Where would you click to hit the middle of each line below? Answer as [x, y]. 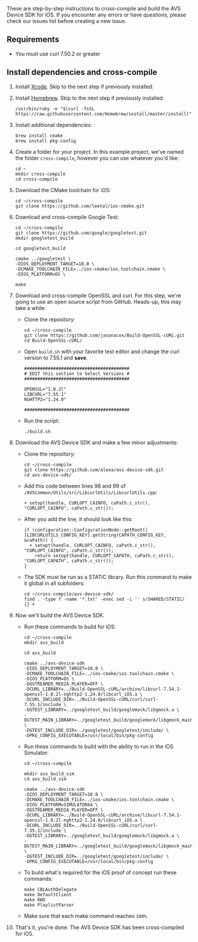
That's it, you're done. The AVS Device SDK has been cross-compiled [100, 927]
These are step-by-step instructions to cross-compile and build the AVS [94, 9]
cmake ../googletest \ [43, 259]
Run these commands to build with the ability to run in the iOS [99, 746]
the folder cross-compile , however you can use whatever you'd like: [97, 158]
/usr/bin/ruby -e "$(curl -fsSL [55, 108]
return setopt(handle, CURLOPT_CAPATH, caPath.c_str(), [105, 556]
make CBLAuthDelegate [50, 890]
